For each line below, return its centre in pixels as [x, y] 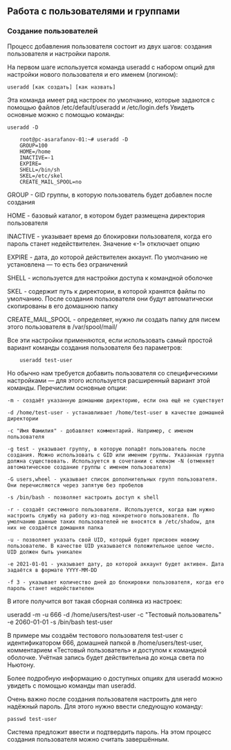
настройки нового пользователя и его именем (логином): [93, 74]
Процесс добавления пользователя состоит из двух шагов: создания [110, 46]
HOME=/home [35, 152]
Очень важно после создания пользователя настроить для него [102, 699]
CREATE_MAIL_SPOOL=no [50, 182]
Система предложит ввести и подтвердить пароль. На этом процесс [110, 732]
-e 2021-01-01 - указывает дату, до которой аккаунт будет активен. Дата [116, 564]
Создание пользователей [53, 31]
